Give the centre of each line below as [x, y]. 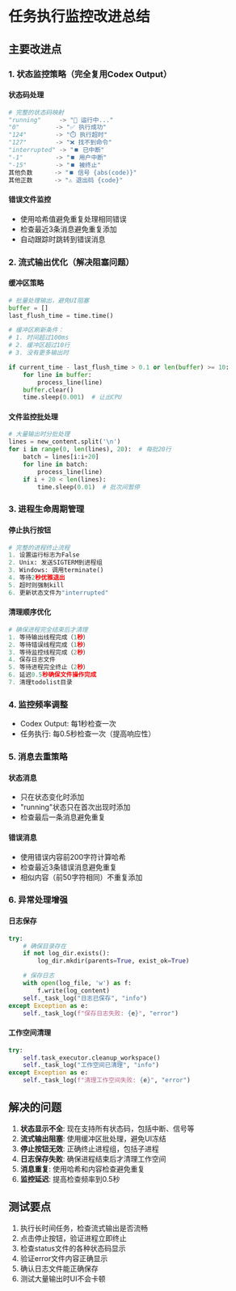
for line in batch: [56, 464]
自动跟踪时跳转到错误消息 [63, 239]
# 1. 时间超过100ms [39, 338]
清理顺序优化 [29, 612]
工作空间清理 [29, 1033]
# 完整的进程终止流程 [39, 548]
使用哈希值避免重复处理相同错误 [73, 218]
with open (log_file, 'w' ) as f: [77, 984]
